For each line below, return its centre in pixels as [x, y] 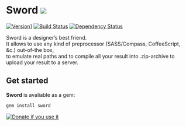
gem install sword [28, 106]
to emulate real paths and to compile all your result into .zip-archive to [90, 56]
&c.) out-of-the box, [30, 50]
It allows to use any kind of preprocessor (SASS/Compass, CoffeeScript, [93, 44]
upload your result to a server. [42, 62]
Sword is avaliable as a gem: [41, 94]
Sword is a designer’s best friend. [46, 37]
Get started [27, 81]
